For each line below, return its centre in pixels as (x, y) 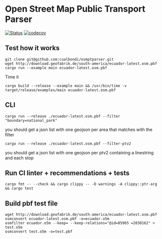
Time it (12, 77)
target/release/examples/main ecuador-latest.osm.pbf (61, 90)
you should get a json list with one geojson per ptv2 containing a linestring (79, 152)
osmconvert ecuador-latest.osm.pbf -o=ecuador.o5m (57, 219)
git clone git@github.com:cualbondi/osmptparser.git (59, 59)
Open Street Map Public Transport (75, 9)
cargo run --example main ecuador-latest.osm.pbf (56, 68)
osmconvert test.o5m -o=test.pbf (39, 232)
